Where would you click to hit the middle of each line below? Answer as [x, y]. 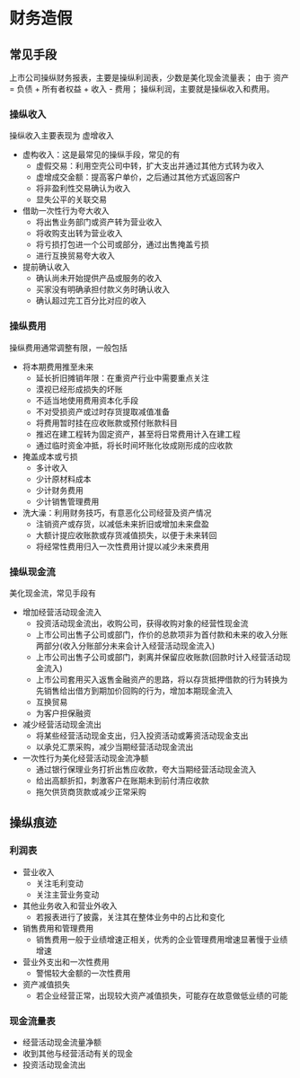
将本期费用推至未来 [58, 367]
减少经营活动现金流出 [62, 724]
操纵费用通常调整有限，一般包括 [68, 348]
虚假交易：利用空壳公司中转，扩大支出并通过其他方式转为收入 [150, 166]
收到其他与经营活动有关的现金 [77, 1053]
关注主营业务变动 [67, 894]
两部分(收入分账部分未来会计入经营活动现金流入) [125, 645]
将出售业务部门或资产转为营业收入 [99, 222]
